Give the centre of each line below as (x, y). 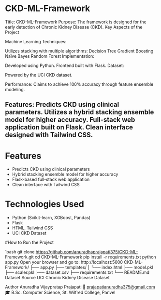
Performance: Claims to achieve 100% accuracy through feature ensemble (79, 84)
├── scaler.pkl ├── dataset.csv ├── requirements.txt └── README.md (77, 272)
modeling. (15, 89)
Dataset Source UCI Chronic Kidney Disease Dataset (57, 278)
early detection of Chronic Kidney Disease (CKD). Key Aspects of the (74, 27)
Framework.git (19, 257)
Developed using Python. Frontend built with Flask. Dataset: (65, 65)
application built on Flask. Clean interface (69, 127)
